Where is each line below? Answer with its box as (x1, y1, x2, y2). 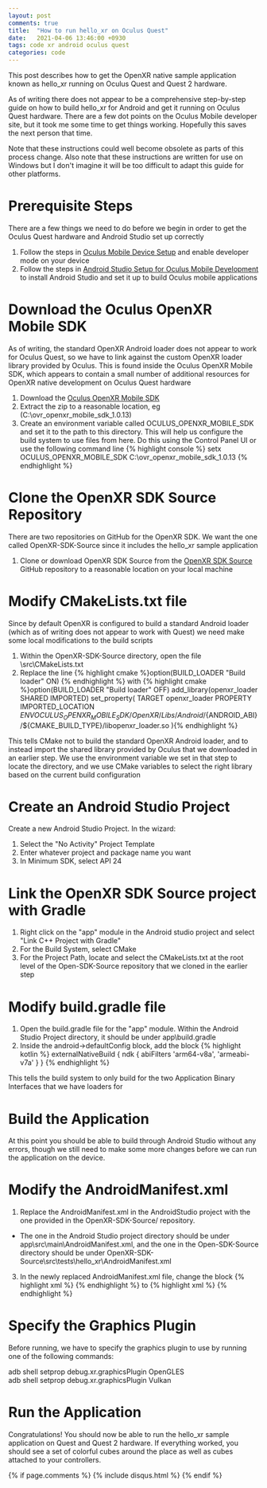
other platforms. (8, 169, 61, 178)
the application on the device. (8, 1153, 106, 1163)
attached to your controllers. (8, 1455, 102, 1465)
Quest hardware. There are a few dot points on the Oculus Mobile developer (8, 112, 257, 120)
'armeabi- (217, 1049, 250, 1059)
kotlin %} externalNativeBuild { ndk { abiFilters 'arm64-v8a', (19, 1049, 216, 1059)
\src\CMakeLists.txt (19, 659, 84, 669)
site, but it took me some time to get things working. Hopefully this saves (8, 120, 247, 129)
